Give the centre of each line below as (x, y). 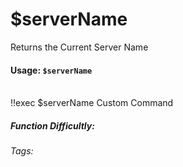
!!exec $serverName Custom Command (92, 103)
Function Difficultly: (52, 125)
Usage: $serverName (51, 70)
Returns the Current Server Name (79, 47)
